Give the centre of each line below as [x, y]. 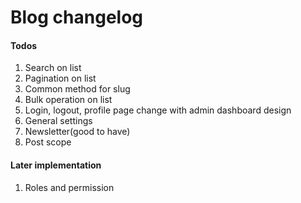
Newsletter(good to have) [77, 132]
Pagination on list [60, 78]
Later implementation [56, 165]
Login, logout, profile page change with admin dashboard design [158, 110]
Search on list [53, 68]
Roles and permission [69, 187]
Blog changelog [77, 17]
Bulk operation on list [68, 100]
